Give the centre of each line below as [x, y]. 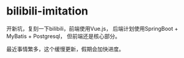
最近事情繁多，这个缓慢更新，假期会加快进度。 [65, 49]
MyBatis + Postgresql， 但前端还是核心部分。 [64, 36]
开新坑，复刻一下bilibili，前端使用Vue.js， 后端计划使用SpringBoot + [92, 28]
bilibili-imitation [47, 11]
